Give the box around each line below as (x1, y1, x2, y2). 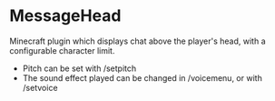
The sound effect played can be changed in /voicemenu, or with (22, 72, 263, 83)
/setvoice (22, 82, 58, 93)
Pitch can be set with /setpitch (22, 63, 137, 74)
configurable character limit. (9, 45, 115, 56)
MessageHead (9, 5, 122, 26)
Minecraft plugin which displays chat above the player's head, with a (9, 35, 266, 46)
